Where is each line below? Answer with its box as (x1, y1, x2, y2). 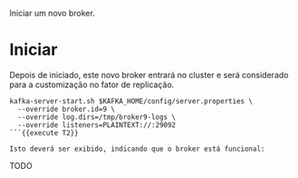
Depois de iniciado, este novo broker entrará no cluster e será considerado (9, 69, 289, 80)
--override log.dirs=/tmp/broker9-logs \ (17, 113, 177, 122)
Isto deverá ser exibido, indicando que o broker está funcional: (9, 144, 265, 153)
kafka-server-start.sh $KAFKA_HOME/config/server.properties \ (9, 96, 254, 105)
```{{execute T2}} (9, 128, 79, 137)
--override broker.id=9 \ (17, 104, 116, 114)
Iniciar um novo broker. (9, 8, 95, 18)
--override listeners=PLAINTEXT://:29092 (17, 120, 177, 130)
